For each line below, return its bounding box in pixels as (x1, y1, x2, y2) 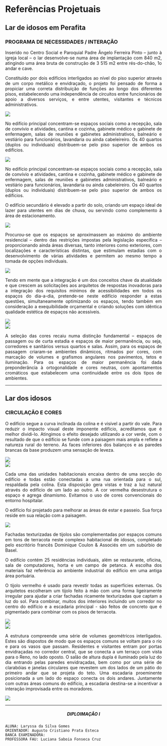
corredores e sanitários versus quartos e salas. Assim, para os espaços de (5, 343, 162, 349)
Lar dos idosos (5, 394, 52, 403)
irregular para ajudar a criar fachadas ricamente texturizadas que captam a (5, 593, 162, 599)
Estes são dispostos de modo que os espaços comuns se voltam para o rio (5, 638, 162, 644)
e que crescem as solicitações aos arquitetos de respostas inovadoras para (5, 282, 162, 288)
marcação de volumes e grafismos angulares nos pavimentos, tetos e (5, 354, 162, 360)
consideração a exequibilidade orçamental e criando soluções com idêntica (5, 303, 162, 309)
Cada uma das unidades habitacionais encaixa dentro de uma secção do (5, 471, 162, 477)
